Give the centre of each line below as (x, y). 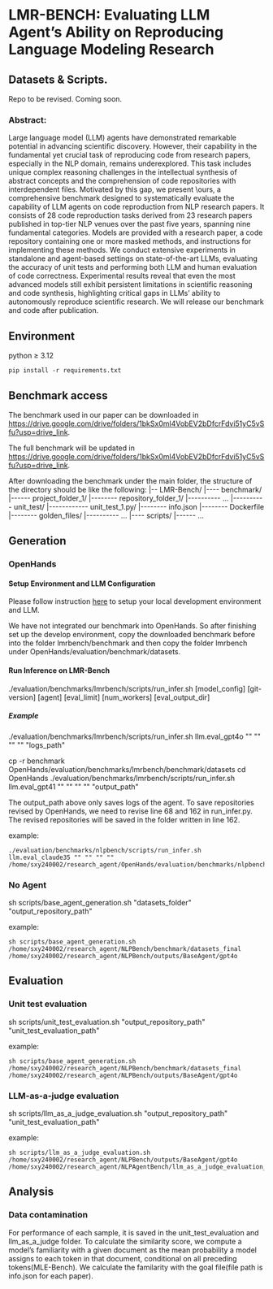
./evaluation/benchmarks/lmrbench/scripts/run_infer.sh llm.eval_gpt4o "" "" (135, 736)
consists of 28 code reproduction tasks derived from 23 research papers (130, 215)
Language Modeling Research (111, 50)
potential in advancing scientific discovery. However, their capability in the (133, 146)
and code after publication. (54, 310)
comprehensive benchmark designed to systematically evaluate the (121, 198)
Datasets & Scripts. (58, 79)
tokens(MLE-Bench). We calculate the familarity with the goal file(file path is (136, 1267)
